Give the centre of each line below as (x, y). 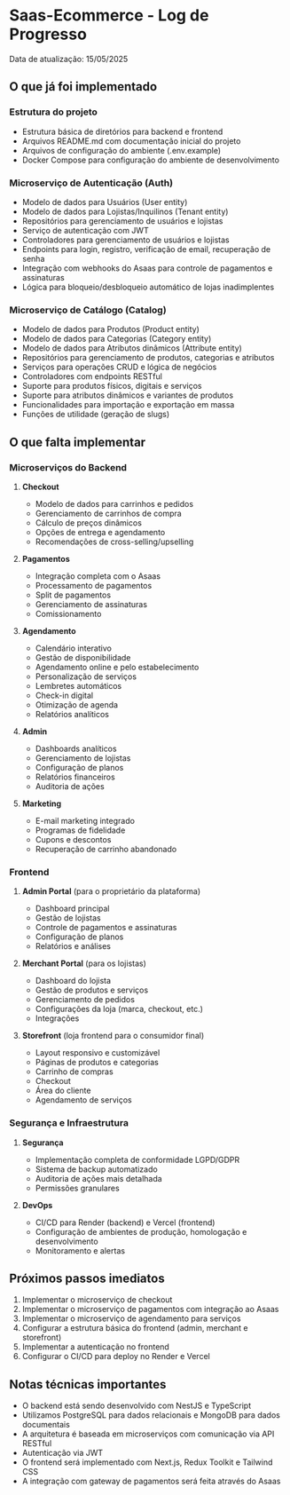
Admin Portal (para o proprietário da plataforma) (111, 891)
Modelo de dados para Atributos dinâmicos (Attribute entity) (132, 348)
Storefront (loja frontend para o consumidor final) (113, 1036)
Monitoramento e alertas (80, 1250)
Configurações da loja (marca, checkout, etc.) (119, 1009)
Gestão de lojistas (68, 918)
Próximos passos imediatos (87, 1278)
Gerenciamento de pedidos (85, 1000)
